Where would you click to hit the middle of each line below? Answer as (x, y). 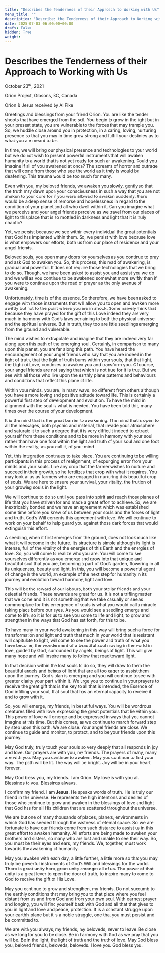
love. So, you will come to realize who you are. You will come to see (73, 554)
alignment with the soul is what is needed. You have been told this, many (79, 406)
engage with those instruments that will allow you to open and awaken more (82, 303)
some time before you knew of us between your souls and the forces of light (82, 513)
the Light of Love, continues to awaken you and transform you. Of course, (80, 365)
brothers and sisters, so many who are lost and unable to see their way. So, (81, 839)
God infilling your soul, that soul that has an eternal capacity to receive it (78, 692)
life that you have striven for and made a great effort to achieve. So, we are (81, 502)
